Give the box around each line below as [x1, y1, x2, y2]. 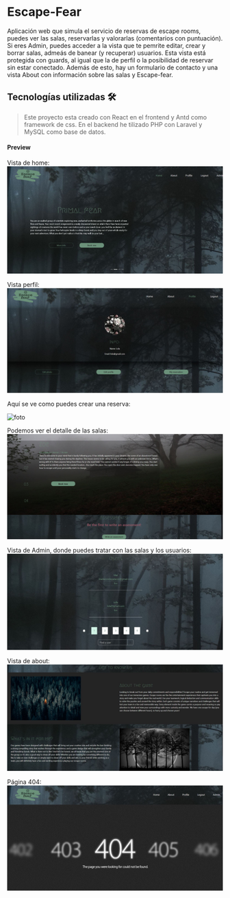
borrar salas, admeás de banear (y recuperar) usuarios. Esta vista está [7, 49, 207, 57]
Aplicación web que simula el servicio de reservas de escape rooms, [7, 27, 201, 35]
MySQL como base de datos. [23, 128, 106, 136]
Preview [7, 143, 31, 152]
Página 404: [7, 778, 42, 786]
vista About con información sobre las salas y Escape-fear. [7, 70, 173, 79]
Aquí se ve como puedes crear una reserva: [7, 400, 131, 408]
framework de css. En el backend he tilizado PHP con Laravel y [23, 120, 203, 128]
